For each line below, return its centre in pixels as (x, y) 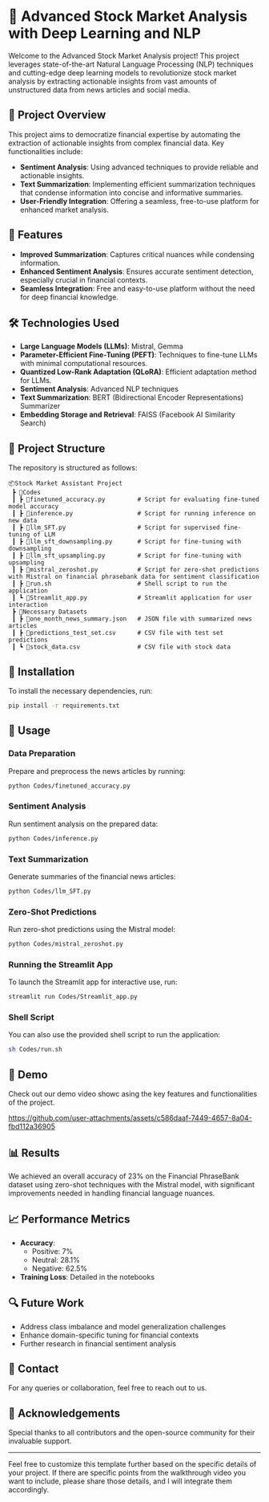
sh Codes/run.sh (35, 1050)
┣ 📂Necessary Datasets (50, 612)
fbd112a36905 (32, 1126)
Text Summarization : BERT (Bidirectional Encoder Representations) (132, 397)
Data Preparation (42, 754)
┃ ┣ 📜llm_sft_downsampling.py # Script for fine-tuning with (126, 542)
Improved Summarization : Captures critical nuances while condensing (137, 254)
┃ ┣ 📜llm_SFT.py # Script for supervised (116, 528)
